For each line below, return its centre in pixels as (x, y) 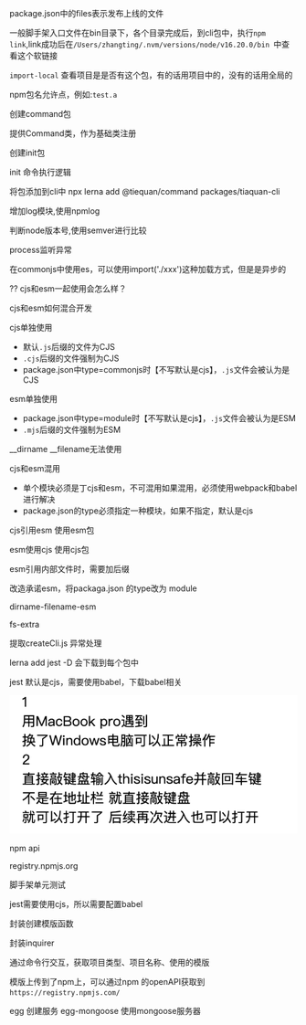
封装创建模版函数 (42, 924)
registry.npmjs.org (44, 866)
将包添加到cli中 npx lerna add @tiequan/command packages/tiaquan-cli (145, 191)
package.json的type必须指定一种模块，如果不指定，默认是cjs (138, 511)
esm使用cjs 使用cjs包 (49, 549)
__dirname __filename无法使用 (66, 449)
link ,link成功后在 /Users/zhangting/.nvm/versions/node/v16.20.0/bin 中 (146, 44)
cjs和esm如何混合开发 (51, 308)
